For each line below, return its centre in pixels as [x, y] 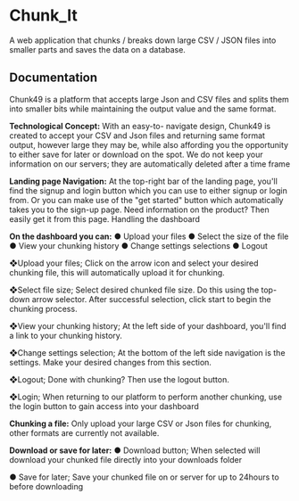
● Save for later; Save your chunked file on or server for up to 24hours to [144, 477]
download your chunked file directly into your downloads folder [126, 459]
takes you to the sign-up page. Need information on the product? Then [139, 209]
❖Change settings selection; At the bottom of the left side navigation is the [147, 352]
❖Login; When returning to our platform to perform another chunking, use [146, 397]
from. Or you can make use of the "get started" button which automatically [146, 200]
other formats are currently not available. [84, 432]
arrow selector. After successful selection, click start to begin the [151, 299]
